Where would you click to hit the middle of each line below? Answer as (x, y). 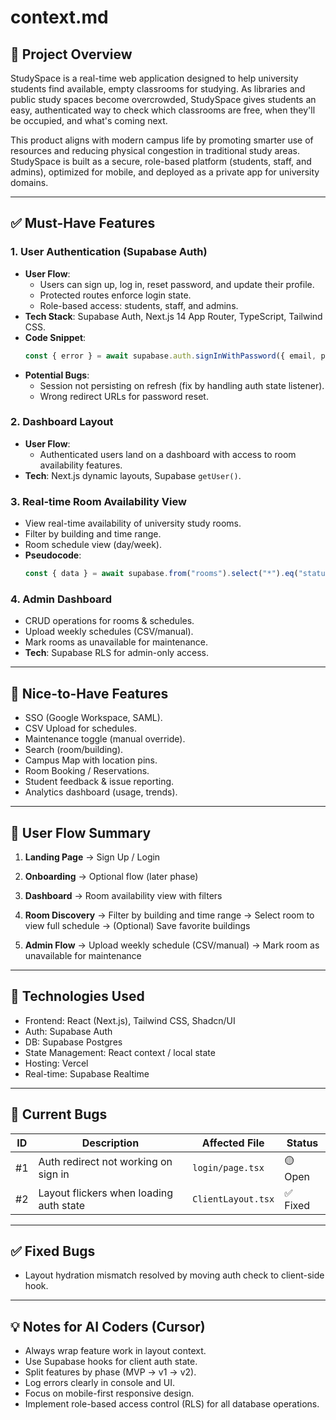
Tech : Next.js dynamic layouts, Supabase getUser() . (133, 475)
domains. (29, 182)
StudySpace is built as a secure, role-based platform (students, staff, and (161, 161)
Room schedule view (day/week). (93, 545)
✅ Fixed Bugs (53, 1251)
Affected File (233, 1143)
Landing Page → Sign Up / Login (92, 857)
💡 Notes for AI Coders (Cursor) (108, 1326)
